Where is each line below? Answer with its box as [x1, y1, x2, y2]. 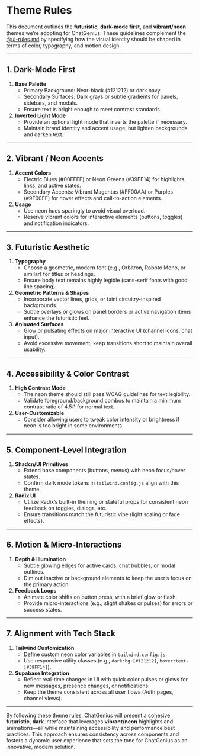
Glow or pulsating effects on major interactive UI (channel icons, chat [23, 327, 192, 334]
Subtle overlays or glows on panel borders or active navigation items [23, 308, 191, 316]
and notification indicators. [23, 220, 89, 227]
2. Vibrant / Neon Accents [6, 153, 104, 163]
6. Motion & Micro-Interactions [6, 540, 122, 550]
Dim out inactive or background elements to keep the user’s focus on [23, 574, 192, 581]
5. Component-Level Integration [6, 445, 127, 455]
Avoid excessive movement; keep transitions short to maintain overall [23, 340, 192, 347]
